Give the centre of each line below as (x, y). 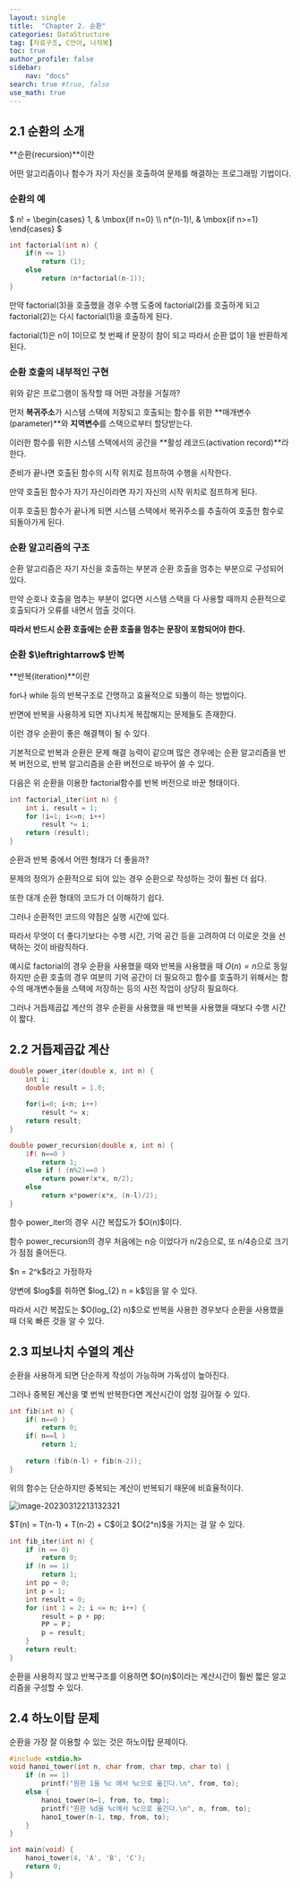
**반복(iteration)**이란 (50, 676)
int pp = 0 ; (47, 1583)
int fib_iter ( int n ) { (51, 1541)
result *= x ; (66, 1113)
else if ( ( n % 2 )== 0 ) (65, 1170)
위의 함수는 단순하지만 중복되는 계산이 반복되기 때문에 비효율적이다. (126, 1488)
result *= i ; (66, 825)
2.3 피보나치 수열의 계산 (72, 1352)
